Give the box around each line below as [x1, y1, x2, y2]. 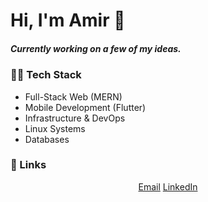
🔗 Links [10, 158, 47, 172]
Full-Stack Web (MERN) [24, 90, 123, 103]
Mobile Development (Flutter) [24, 101, 147, 113]
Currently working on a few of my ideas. [10, 42, 182, 54]
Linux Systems [24, 122, 86, 134]
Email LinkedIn [138, 180, 198, 193]
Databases [24, 133, 70, 145]
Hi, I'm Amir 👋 [10, 9, 126, 32]
